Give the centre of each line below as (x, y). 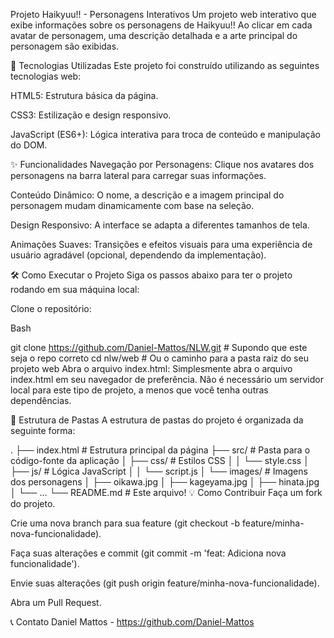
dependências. (41, 400)
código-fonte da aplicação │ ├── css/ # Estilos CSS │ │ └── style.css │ (160, 460)
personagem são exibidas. (65, 46)
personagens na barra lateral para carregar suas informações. (138, 175)
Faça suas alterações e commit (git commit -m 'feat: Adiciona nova (148, 553)
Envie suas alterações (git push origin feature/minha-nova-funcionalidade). (165, 583)
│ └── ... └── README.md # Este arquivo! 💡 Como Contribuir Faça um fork (166, 492)
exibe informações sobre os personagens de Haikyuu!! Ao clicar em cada (161, 25)
